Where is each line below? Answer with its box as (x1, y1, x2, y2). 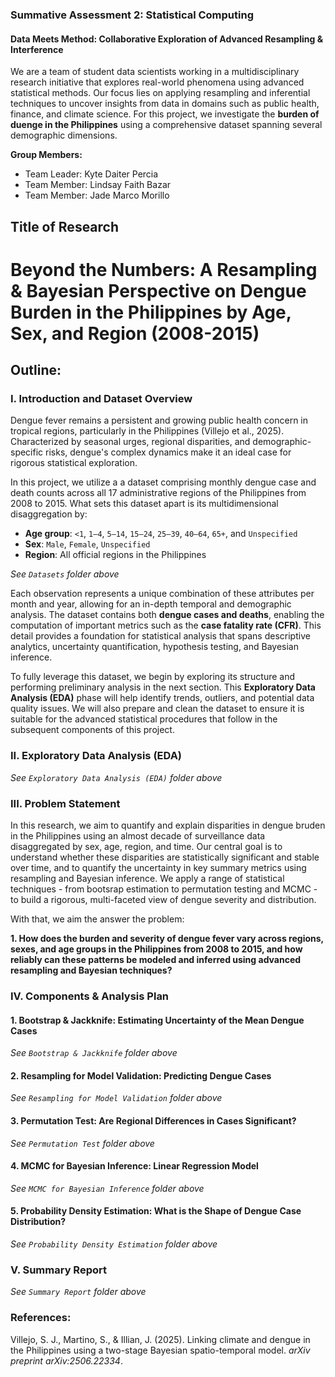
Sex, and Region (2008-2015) (10, 322, 260, 345)
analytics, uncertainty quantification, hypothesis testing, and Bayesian (10, 641, 299, 653)
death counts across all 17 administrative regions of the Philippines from (10, 487, 307, 499)
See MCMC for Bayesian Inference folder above (10, 1182, 205, 1194)
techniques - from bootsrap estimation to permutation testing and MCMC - (10, 883, 318, 895)
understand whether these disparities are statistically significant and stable (10, 851, 320, 863)
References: (10, 1311, 72, 1325)
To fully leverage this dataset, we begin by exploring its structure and (10, 671, 296, 683)
